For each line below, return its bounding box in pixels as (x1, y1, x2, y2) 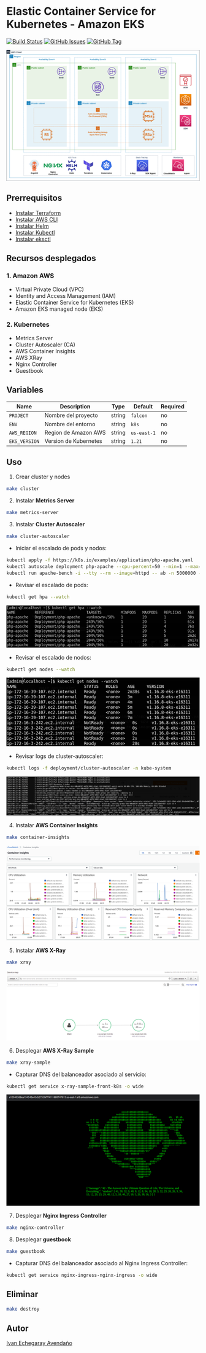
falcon (131, 413, 148, 419)
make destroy (6, 1306, 40, 1312)
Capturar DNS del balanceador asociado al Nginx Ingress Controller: (15, 1259, 188, 1266)
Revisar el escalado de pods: (15, 581, 89, 588)
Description (59, 403, 91, 410)
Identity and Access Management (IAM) (15, 292, 116, 299)
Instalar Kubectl (15, 228, 55, 236)
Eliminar (6, 1289, 39, 1300)
